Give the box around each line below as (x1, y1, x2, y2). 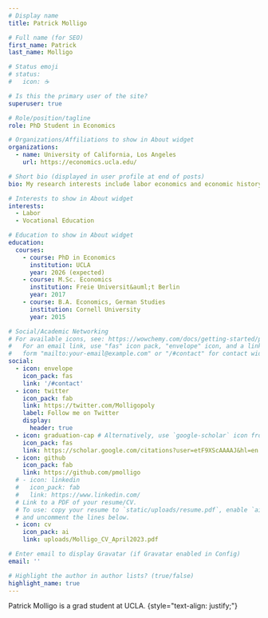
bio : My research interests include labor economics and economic (8, 180, 234, 188)
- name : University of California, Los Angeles (15, 151, 177, 159)
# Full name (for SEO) (8, 34, 84, 42)
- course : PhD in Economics (22, 253, 116, 261)
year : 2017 (29, 291, 66, 299)
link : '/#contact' (22, 379, 84, 388)
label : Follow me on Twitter (22, 409, 120, 417)
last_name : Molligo (8, 49, 73, 57)
